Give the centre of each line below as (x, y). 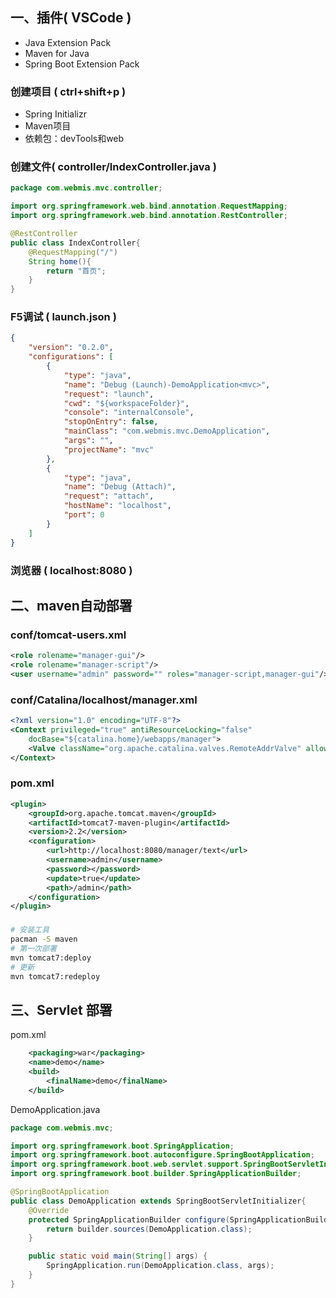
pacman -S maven (44, 939)
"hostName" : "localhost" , (117, 506)
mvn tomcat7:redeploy (55, 976)
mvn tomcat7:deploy (51, 958)
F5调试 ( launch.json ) (63, 317)
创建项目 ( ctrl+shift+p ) (68, 91)
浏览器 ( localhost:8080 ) (71, 570)
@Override (49, 1210)
